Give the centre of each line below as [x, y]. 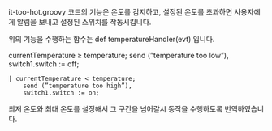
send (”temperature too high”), [78, 86]
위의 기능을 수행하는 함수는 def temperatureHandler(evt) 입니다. [112, 39]
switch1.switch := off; [44, 64]
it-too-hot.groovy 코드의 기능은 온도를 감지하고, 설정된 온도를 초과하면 [121, 12]
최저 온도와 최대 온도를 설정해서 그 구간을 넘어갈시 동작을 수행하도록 [116, 109]
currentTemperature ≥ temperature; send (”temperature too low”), [119, 55]
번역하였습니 [244, 109]
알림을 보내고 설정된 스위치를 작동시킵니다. [84, 22]
